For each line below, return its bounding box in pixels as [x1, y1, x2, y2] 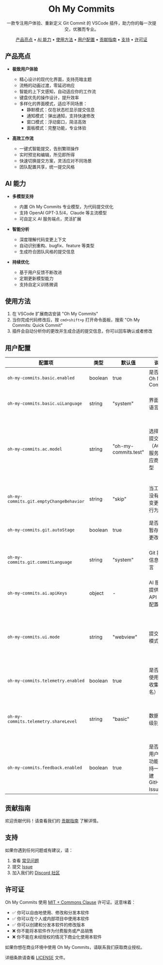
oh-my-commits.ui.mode [7, 634, 60, 640]
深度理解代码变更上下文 [19, 236, 66, 242]
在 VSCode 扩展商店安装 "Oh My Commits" [12, 311, 98, 317]
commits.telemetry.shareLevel [7, 719, 78, 724]
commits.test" [112, 449, 145, 456]
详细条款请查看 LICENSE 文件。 [5, 954, 68, 960]
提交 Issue [12, 863, 33, 869]
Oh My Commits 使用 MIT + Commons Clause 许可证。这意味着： [5, 899, 136, 905]
